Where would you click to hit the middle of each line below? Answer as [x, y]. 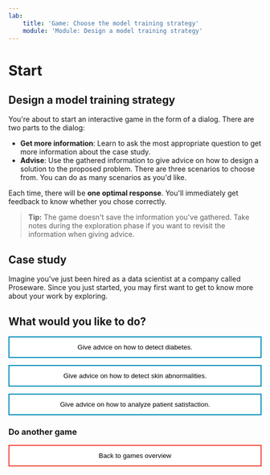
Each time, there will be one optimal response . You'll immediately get [123, 193]
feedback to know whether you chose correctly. [88, 202]
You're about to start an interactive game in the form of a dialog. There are [131, 119]
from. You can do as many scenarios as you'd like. [103, 178]
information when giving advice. [81, 235]
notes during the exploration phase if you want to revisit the [127, 226]
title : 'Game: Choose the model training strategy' [111, 23]
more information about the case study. [85, 152]
